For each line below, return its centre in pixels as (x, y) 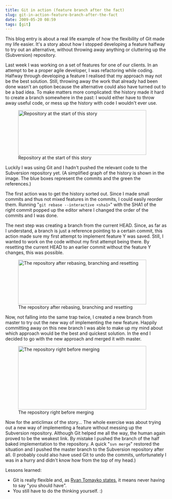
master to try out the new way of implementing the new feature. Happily (81, 323)
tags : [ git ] (18, 24)
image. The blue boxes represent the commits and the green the (73, 178)
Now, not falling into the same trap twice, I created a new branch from (79, 317)
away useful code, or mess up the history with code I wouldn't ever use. (81, 103)
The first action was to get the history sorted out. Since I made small (77, 194)
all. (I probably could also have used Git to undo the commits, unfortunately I (86, 455)
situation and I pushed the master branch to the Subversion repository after (85, 449)
